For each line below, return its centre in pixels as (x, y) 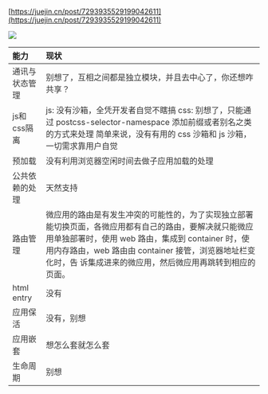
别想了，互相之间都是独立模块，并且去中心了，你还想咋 (150, 77)
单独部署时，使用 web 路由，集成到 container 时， (148, 238)
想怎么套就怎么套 (78, 345)
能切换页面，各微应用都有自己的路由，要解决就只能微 (146, 226)
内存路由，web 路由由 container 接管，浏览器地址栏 (151, 250)
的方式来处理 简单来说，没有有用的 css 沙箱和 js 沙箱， (148, 134)
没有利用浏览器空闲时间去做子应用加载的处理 (130, 161)
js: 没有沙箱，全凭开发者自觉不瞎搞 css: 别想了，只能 (144, 110)
